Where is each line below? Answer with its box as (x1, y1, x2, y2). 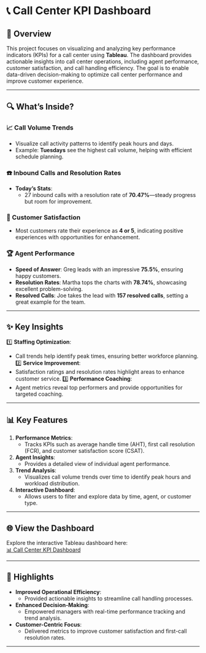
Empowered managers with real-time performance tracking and (24, 608, 186, 615)
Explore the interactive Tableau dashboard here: (6, 539, 128, 547)
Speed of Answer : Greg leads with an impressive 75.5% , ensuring (15, 265, 184, 273)
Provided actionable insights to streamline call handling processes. (24, 595, 193, 602)
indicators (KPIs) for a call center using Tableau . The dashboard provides (6, 52, 192, 58)
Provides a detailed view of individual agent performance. (24, 460, 170, 468)
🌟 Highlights (6, 572, 54, 582)
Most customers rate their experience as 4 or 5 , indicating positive (15, 227, 184, 234)
